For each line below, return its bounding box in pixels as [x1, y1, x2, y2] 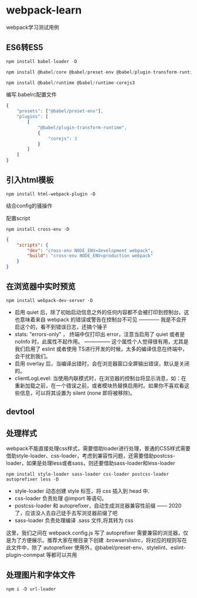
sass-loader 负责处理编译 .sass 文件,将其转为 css [14, 517, 134, 524]
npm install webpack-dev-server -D [6, 297, 93, 303]
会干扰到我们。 [14, 352, 51, 360]
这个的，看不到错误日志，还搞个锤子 [19, 323, 107, 330]
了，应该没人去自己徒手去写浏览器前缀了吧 [14, 509, 118, 517]
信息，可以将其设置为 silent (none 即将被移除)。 [19, 389, 136, 397]
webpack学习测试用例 [6, 23, 60, 31]
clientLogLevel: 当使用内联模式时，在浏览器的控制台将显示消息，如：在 [14, 374, 186, 382]
